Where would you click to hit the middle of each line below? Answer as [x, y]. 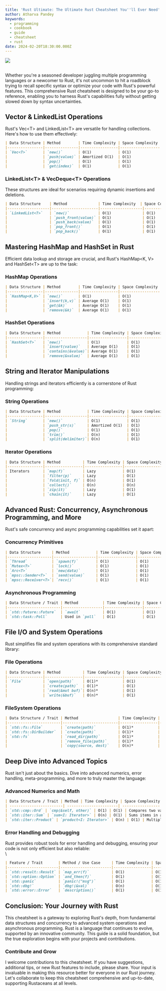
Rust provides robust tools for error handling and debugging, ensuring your [82, 843]
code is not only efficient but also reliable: [48, 849]
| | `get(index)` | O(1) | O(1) [68, 166]
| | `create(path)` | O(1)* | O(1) [70, 686]
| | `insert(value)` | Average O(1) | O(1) [73, 347]
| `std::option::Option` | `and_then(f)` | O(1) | [79, 877]
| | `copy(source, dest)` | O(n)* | [83, 746]
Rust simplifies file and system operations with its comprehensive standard [81, 644]
